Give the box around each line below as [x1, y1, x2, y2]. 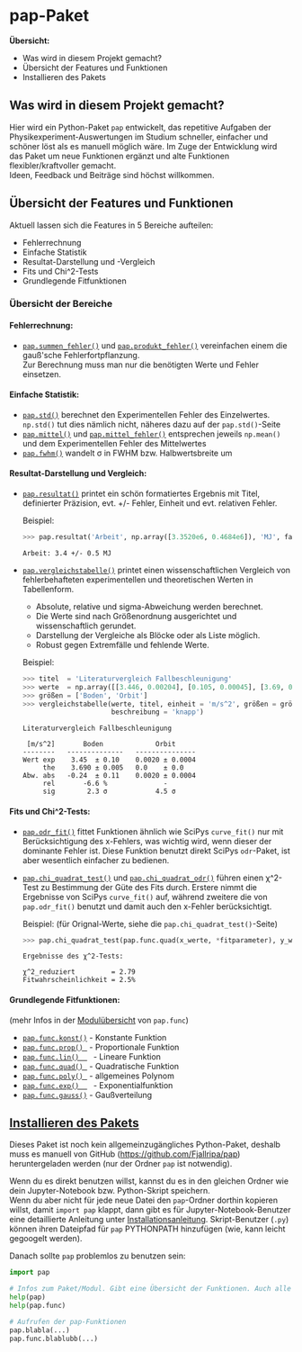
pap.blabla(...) [9, 1325, 70, 1335]
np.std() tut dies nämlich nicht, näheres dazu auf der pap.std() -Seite [22, 419, 281, 429]
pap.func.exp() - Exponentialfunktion [22, 1079, 173, 1090]
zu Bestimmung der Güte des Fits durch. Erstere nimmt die [40, 881, 258, 892]
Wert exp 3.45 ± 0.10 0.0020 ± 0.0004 [22, 755, 196, 765]
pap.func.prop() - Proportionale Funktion [22, 1041, 180, 1052]
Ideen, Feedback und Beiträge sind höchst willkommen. [9, 169, 215, 180]
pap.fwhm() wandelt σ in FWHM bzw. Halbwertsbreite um [22, 447, 233, 458]
